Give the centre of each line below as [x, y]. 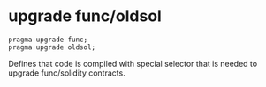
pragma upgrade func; [48, 40]
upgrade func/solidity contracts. [67, 73]
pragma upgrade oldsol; [52, 47]
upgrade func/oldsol [85, 16]
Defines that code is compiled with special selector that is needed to [133, 63]
